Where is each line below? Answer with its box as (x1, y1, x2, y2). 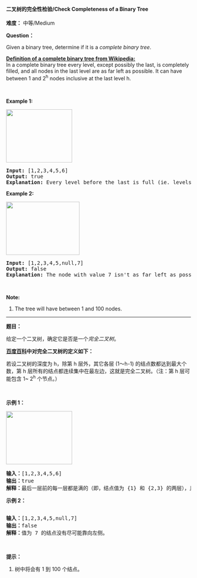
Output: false (6, 265, 47, 272)
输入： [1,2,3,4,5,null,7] (6, 515, 77, 522)
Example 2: (6, 190, 34, 197)
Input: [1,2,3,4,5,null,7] (6, 259, 84, 266)
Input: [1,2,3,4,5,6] (6, 167, 69, 174)
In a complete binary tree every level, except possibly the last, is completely (6, 62, 189, 69)
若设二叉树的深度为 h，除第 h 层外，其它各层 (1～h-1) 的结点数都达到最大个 (6, 360, 187, 367)
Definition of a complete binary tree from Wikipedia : (6, 55, 136, 62)
